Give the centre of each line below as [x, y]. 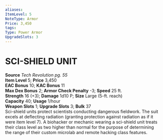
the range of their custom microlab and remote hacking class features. [76, 132]
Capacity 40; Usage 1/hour [33, 101]
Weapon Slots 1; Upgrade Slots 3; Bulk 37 [48, 106]
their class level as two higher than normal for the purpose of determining [80, 127]
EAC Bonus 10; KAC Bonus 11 [35, 85]
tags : [11, 28]
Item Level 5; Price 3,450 [31, 80]
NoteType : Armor [22, 19]
